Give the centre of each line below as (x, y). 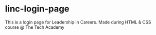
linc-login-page (37, 9)
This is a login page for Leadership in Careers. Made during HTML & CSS (78, 22)
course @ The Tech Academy (35, 27)
